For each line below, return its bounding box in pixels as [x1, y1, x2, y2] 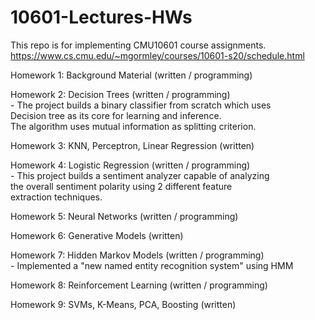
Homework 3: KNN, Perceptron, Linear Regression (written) [10, 139, 255, 151]
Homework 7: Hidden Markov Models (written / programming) [10, 249, 265, 261]
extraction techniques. [10, 191, 103, 203]
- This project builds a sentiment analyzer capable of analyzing [10, 169, 270, 181]
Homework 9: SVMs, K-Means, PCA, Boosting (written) [10, 298, 237, 310]
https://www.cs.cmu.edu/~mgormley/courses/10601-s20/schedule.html [10, 49, 305, 61]
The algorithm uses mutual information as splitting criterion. [10, 120, 257, 132]
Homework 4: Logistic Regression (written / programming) [10, 159, 251, 171]
